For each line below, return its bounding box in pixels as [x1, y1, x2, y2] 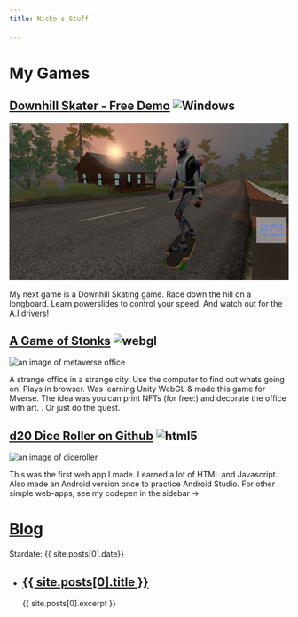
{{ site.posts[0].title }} [21, 574, 149, 589]
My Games [9, 63, 90, 84]
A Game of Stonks [9, 333, 111, 349]
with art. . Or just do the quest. [9, 403, 121, 413]
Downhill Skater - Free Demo [9, 99, 170, 114]
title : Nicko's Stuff [9, 14, 90, 23]
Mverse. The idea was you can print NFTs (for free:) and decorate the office [9, 393, 286, 404]
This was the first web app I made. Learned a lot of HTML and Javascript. [9, 469, 278, 480]
